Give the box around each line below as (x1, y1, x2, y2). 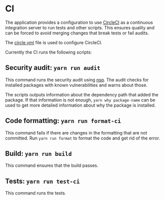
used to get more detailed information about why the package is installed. (5, 102, 156, 108)
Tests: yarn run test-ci (5, 177, 80, 185)
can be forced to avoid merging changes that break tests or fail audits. (5, 30, 149, 36)
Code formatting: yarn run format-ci (5, 117, 121, 125)
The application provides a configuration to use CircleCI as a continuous (5, 19, 153, 25)
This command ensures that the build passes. (5, 162, 98, 169)
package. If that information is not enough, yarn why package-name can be (5, 97, 156, 103)
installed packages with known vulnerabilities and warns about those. (5, 82, 148, 88)
